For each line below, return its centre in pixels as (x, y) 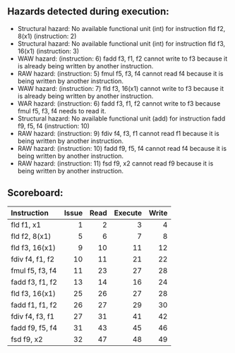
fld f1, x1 (26, 225)
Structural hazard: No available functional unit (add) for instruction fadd (121, 118)
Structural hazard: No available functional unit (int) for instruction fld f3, (121, 43)
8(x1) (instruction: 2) (47, 36)
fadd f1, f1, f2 (34, 304)
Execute (128, 213)
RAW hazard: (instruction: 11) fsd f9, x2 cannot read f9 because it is (115, 163)
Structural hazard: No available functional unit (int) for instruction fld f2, (121, 28)
